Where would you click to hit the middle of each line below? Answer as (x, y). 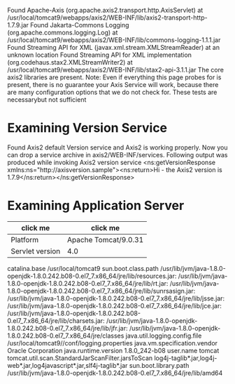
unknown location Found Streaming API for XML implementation (100, 55)
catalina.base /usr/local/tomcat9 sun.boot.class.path (83, 268)
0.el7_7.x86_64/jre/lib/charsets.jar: (56, 320)
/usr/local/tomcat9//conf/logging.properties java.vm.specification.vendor (113, 343)
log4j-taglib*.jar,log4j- (185, 358)
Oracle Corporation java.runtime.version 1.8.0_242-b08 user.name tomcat (113, 350)
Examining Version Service (87, 128)
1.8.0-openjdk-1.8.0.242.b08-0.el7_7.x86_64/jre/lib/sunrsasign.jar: (101, 291)
